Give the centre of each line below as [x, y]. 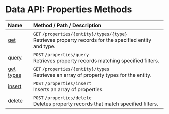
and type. [44, 46]
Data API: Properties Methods [69, 9]
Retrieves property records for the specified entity [92, 40]
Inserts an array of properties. [68, 89]
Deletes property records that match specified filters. [96, 104]
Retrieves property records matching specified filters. [96, 60]
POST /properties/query [61, 54]
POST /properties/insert [62, 83]
